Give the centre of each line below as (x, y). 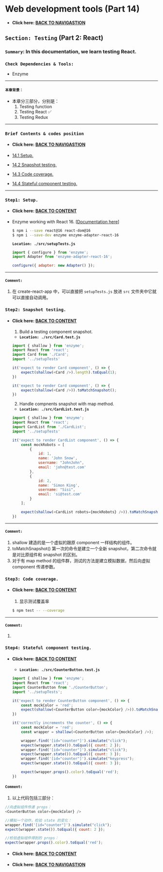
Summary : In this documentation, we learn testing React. (71, 52)
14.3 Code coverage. (33, 174)
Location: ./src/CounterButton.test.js (60, 670)
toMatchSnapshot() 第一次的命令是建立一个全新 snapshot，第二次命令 (82, 548)
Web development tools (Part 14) (72, 9)
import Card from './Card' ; (40, 355)
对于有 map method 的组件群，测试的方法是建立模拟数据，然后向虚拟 (81, 560)
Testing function (36, 106)
